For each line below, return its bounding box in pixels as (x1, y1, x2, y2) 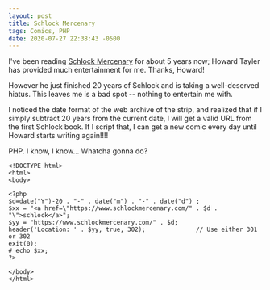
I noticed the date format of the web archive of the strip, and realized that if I (8, 105, 262, 115)
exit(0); (8, 240, 38, 248)
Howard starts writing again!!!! (8, 131, 109, 141)
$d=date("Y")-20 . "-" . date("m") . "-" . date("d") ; (8, 197, 200, 206)
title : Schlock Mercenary (8, 19, 95, 27)
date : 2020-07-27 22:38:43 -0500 (8, 34, 121, 43)
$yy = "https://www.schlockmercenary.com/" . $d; (8, 219, 179, 227)
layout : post (8, 11, 52, 20)
